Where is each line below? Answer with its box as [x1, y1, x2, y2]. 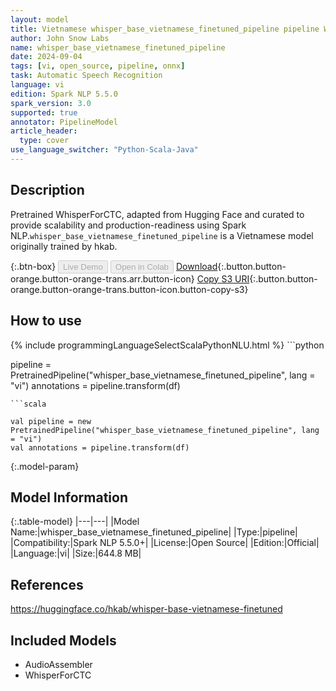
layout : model [10, 14, 70, 25]
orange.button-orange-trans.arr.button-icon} [10, 272, 195, 285]
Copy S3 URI [196, 272, 250, 285]
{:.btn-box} [10, 260, 57, 272]
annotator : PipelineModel [10, 117, 118, 127]
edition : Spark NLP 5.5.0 [10, 89, 118, 99]
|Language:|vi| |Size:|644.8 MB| [10, 547, 142, 560]
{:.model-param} [10, 460, 80, 472]
